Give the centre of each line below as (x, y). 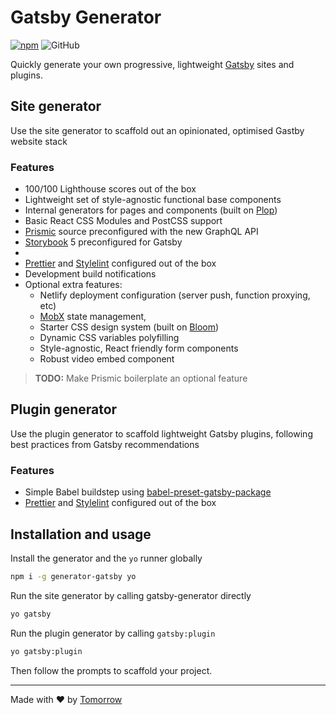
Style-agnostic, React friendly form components (139, 348)
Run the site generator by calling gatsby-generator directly (131, 595)
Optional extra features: (73, 285)
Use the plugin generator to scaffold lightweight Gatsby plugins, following (161, 433)
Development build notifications (90, 274)
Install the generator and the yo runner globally (106, 558)
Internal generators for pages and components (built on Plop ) (151, 210)
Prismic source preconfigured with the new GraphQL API (141, 232)
